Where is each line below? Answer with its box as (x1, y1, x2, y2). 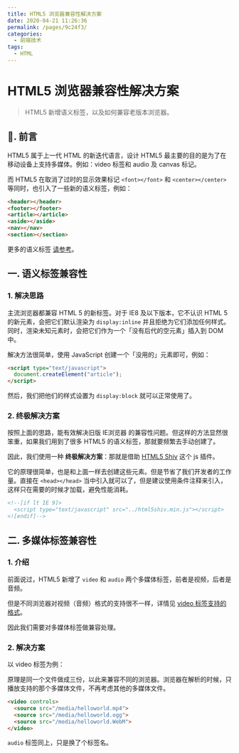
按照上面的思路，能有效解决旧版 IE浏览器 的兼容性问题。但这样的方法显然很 (7, 428, 229, 437)
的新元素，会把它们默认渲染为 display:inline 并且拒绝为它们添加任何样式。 (7, 317, 230, 326)
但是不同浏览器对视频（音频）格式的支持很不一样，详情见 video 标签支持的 (7, 599, 227, 607)
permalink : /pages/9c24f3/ (7, 23, 87, 31)
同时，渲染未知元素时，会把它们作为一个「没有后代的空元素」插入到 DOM (7, 326, 224, 335)
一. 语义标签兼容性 (7, 268, 87, 280)
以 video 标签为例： (7, 660, 65, 669)
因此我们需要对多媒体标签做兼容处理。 (7, 623, 119, 631)
